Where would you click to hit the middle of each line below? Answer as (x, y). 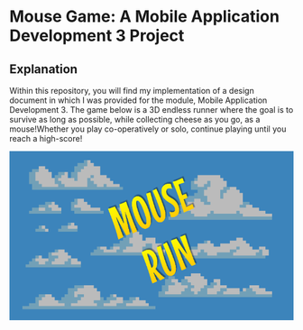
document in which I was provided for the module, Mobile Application (138, 100)
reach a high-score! (46, 138)
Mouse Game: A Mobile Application (144, 17)
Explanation (44, 69)
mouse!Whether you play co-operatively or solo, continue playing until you (148, 129)
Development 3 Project (97, 36)
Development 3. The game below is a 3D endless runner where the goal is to (151, 110)
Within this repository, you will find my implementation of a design (132, 91)
